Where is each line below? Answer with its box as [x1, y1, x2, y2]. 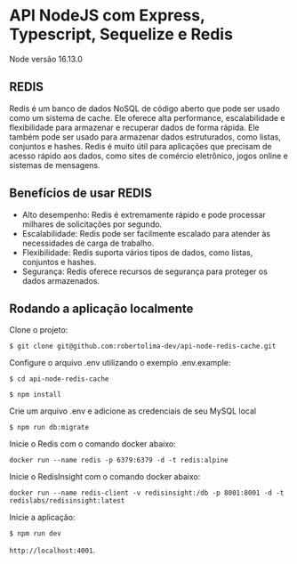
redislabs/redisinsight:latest [9, 496, 125, 505]
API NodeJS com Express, [9, 5, 205, 26]
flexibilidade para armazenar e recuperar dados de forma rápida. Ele [9, 122, 260, 133]
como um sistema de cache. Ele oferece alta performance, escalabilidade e [9, 112, 286, 123]
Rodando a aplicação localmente [9, 301, 194, 316]
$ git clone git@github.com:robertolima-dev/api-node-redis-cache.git [9, 342, 277, 351]
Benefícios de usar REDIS [9, 186, 153, 201]
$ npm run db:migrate [9, 423, 90, 432]
